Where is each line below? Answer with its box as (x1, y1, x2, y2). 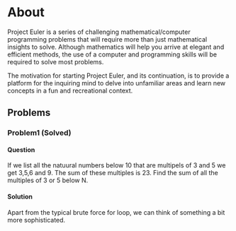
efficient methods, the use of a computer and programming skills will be (7, 50, 218, 59)
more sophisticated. (7, 215, 66, 224)
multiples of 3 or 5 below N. (7, 176, 89, 184)
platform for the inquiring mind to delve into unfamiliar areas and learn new (7, 78, 226, 87)
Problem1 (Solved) (7, 128, 72, 138)
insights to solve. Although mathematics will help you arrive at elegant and (7, 42, 225, 51)
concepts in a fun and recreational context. (7, 86, 133, 95)
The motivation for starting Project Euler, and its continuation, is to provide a (7, 71, 230, 80)
